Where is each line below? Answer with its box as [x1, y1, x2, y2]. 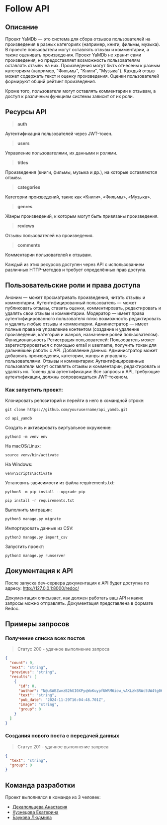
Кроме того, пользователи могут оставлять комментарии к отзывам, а [5, 88, 156, 94]
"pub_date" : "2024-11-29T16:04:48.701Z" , [18, 697, 106, 702]
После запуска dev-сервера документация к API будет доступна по [5, 580, 150, 586]
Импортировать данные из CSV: [5, 525, 74, 531]
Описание [5, 23, 38, 31]
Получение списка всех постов [5, 635, 85, 642]
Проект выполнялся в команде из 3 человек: [5, 794, 101, 800]
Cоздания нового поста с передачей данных [5, 732, 119, 739]
